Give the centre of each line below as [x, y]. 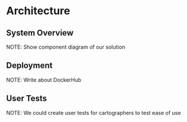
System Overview [40, 33]
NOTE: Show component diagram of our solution [66, 47]
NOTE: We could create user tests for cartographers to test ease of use [93, 113]
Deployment [29, 65]
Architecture [38, 11]
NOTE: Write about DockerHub [44, 80]
